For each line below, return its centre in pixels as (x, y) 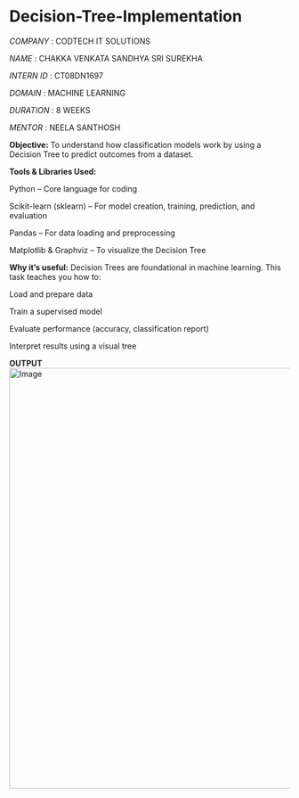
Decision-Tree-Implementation (126, 16)
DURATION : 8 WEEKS (50, 110)
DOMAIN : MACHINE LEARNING (68, 93)
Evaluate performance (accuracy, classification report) (109, 328)
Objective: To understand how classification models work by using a (135, 144)
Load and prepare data (51, 294)
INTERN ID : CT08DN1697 (57, 75)
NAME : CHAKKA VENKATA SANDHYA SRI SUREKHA (106, 58)
